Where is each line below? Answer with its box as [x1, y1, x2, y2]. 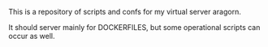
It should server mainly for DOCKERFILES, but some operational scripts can [8, 23, 261, 32]
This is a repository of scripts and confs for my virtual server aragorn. [8, 7, 241, 16]
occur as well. [8, 32, 55, 41]
